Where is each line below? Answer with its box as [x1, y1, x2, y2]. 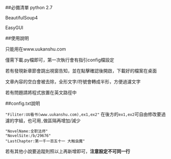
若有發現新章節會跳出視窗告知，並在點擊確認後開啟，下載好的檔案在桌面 [5, 68, 157, 74]
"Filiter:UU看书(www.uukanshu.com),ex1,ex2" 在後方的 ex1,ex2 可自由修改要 [5, 111, 161, 117]
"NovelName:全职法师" [5, 129, 48, 134]
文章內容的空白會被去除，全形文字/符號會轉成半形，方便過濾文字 [5, 79, 141, 84]
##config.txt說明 [5, 100, 40, 106]
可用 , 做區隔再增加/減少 [32, 118, 81, 124]
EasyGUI [5, 25, 24, 31]
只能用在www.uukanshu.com [5, 46, 66, 52]
